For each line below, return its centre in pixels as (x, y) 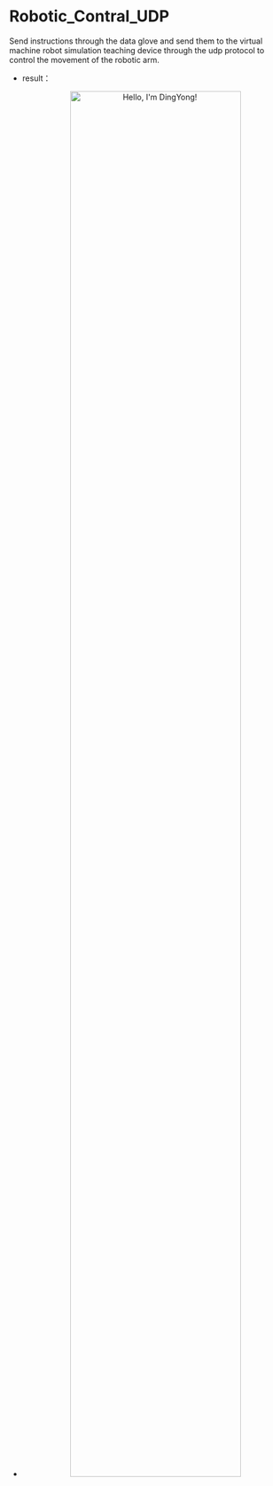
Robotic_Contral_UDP (90, 16)
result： (36, 78)
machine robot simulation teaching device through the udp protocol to (137, 50)
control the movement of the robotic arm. (84, 60)
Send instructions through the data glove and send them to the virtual (136, 41)
